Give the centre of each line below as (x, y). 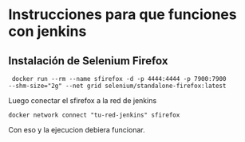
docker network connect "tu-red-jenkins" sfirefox (94, 115)
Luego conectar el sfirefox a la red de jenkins (83, 100)
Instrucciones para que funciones (122, 15)
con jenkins (47, 31)
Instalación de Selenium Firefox (88, 61)
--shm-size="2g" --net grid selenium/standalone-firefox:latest (117, 86)
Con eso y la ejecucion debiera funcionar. (77, 130)
